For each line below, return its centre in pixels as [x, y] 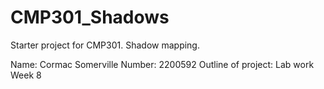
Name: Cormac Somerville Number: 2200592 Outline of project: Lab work [162, 64]
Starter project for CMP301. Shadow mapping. [105, 45]
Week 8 [26, 75]
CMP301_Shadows [90, 17]
